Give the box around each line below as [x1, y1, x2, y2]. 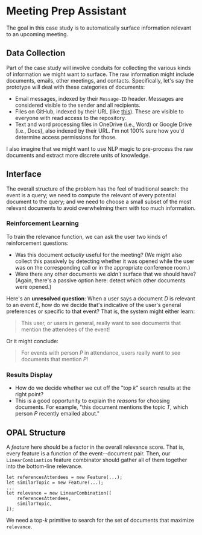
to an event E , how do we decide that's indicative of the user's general [6, 301, 181, 308]
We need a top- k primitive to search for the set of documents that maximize [6, 516, 195, 524]
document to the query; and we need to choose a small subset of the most [6, 198, 192, 205]
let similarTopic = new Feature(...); [6, 480, 104, 486]
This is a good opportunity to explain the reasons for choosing [14, 397, 170, 405]
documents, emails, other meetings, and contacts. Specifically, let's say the [6, 77, 194, 84]
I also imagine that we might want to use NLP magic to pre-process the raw [6, 145, 194, 152]
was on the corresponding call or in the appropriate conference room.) [14, 264, 191, 271]
